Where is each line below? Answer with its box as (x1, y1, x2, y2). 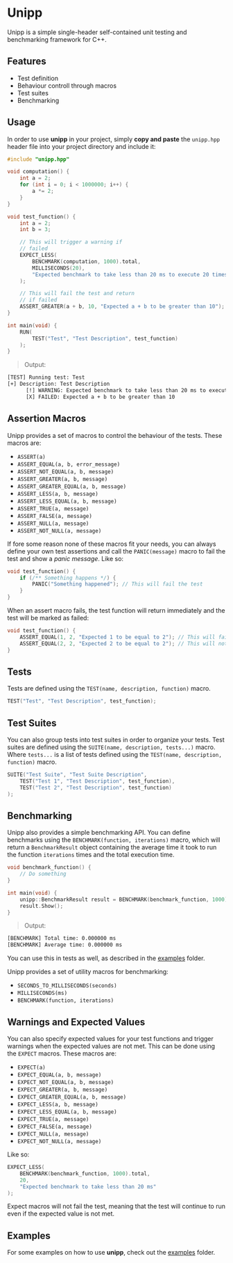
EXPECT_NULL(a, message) (17, 1131, 89, 1138)
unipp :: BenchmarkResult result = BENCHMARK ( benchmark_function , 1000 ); (19, 896, 231, 903)
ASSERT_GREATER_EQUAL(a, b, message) (17, 483, 127, 490)
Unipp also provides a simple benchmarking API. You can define (7, 829, 191, 837)
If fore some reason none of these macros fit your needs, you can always (7, 540, 216, 548)
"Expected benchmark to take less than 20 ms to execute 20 (32, 271, 209, 278)
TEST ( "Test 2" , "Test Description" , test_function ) (19, 784, 172, 791)
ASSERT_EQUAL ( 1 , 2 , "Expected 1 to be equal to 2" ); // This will (19, 634, 216, 641)
